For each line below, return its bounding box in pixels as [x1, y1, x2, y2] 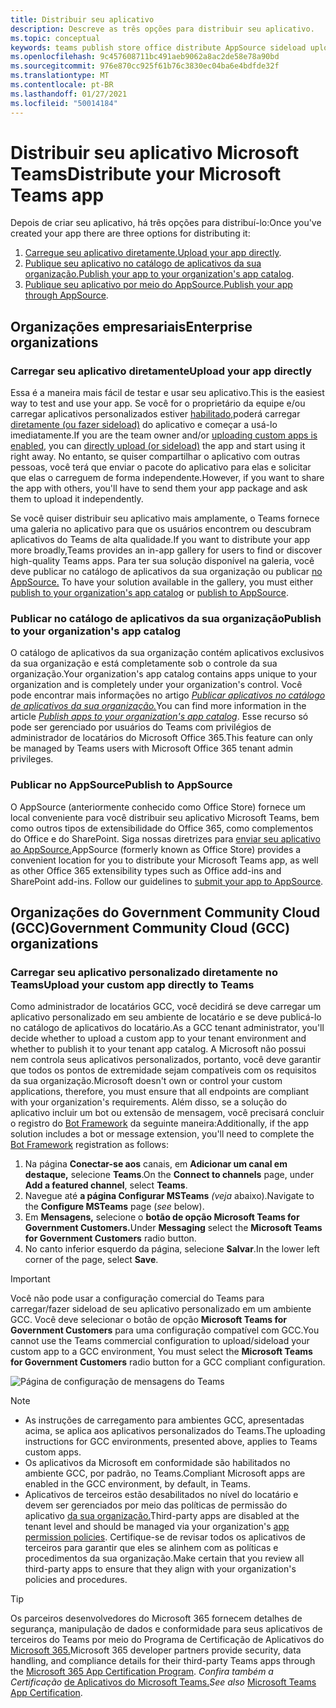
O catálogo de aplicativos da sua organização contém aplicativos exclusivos [10, 647, 325, 659]
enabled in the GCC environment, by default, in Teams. [24, 1478, 252, 1490]
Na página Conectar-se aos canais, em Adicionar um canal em [24, 1158, 288, 1170]
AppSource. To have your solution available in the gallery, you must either [10, 576, 314, 588]
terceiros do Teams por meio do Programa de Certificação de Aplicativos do [10, 1634, 325, 1646]
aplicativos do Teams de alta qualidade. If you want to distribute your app [10, 534, 310, 546]
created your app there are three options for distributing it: [10, 227, 251, 240]
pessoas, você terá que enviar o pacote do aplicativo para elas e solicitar [10, 461, 312, 473]
